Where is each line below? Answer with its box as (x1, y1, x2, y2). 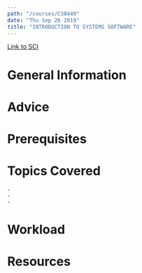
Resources (7, 253, 71, 269)
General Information (7, 67, 127, 83)
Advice (7, 99, 50, 115)
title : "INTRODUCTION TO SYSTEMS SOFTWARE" (7, 23, 136, 30)
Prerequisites (7, 131, 87, 147)
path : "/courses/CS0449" (7, 10, 80, 17)
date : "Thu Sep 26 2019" (7, 17, 80, 24)
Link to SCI (7, 43, 38, 51)
